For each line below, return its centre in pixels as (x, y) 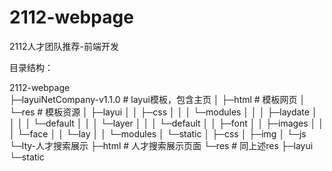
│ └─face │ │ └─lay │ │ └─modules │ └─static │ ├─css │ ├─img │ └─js (158, 133)
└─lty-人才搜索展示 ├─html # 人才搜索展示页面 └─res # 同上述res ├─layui (161, 145)
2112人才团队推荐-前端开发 (64, 46)
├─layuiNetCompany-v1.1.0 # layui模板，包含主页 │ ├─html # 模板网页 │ (157, 99)
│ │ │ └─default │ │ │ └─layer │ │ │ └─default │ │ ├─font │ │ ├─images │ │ (167, 123)
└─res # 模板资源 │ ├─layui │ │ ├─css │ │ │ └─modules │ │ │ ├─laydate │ (163, 112)
